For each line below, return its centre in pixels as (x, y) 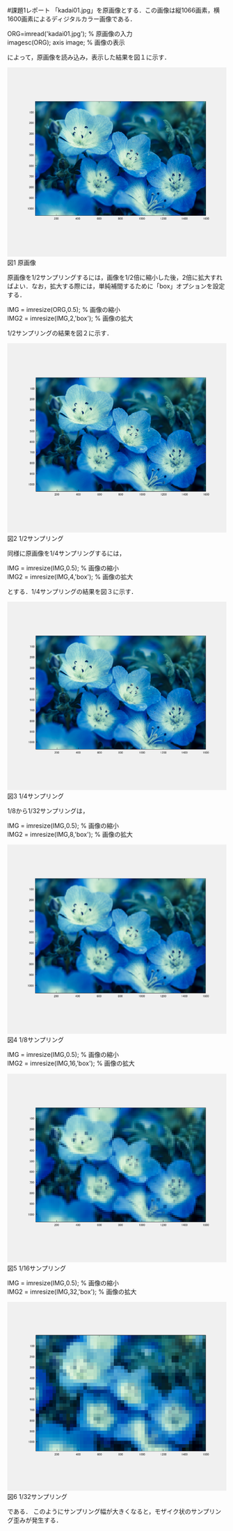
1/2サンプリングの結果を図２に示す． (60, 333)
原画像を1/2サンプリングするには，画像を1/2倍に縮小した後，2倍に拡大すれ (115, 277)
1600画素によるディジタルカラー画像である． (72, 19)
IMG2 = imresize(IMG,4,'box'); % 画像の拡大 (70, 576)
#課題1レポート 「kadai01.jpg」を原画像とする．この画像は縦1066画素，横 (114, 10)
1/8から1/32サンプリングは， (48, 811)
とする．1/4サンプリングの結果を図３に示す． (72, 591)
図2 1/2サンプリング (35, 538)
